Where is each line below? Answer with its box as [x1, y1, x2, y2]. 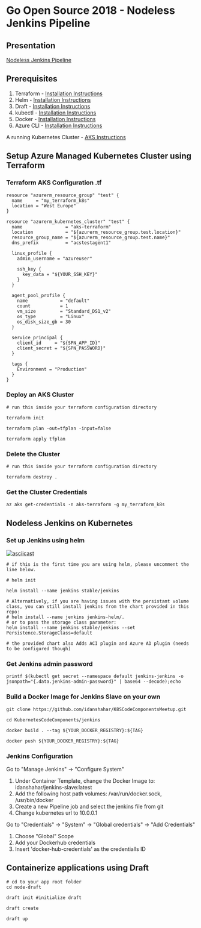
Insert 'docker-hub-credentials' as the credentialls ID [14, 845, 146, 853]
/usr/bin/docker [14, 796, 54, 803]
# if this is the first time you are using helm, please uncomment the [6, 562, 189, 568]
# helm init [6, 577, 36, 583]
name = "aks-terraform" [11, 224, 112, 230]
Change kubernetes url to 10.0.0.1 [14, 809, 98, 817]
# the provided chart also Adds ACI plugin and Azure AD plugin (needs [6, 641, 189, 647]
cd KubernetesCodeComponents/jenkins [6, 716, 101, 723]
